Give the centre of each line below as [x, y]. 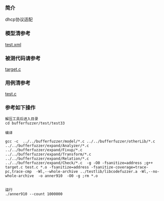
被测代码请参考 [23, 58]
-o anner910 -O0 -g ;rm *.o [68, 176]
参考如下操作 [20, 108]
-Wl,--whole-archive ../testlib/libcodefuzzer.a [87, 172]
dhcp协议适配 [19, 19]
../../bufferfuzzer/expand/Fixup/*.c [44, 150]
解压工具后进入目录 [22, 119]
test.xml [13, 44]
